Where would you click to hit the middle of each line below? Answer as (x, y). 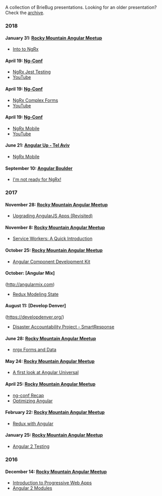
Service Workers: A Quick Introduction (52, 239)
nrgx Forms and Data (34, 350)
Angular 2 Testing (31, 446)
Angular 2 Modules (32, 488)
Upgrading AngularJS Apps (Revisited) (52, 216)
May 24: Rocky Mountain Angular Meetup (50, 361)
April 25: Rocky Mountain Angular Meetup (50, 384)
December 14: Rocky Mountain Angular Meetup (56, 471)
